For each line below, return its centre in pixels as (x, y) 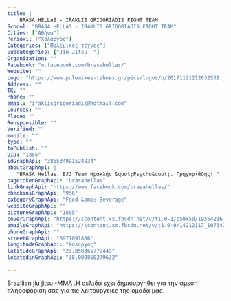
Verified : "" (26, 129)
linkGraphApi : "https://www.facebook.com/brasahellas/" (89, 187)
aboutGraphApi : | (32, 167)
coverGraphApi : (29, 219)
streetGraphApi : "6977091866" (51, 238)
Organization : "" (32, 59)
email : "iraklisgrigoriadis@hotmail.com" (67, 104)
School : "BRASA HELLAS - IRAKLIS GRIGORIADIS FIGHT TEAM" (92, 26)
